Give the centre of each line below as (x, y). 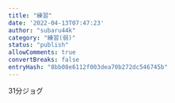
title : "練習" (30, 15)
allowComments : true (42, 52)
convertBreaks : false (44, 60)
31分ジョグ (26, 90)
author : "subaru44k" (42, 30)
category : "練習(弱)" (42, 38)
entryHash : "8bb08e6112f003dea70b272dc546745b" (88, 67)
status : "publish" (38, 45)
